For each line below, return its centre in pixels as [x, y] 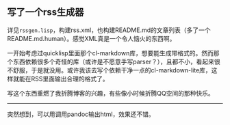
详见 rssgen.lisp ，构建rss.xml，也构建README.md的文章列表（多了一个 [109, 30]
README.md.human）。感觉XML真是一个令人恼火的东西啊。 [91, 38]
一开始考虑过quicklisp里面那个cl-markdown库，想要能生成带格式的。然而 [110, 53]
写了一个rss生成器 [46, 12]
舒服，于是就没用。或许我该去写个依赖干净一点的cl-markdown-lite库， [112, 70]
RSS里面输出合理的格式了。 [69, 79]
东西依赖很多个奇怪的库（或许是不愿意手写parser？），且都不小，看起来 [113, 61]
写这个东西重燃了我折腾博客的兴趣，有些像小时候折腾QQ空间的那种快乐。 [111, 93]
